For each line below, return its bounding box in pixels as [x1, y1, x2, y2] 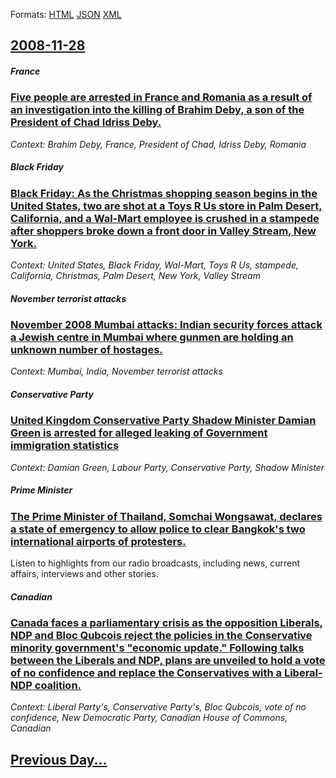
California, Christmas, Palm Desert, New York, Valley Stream [10, 270, 261, 282]
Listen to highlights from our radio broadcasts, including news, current [10, 557, 301, 569]
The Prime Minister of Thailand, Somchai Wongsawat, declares [10, 509, 323, 523]
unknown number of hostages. [10, 343, 163, 357]
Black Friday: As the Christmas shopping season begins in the [10, 186, 318, 200]
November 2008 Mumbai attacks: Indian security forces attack [10, 318, 323, 332]
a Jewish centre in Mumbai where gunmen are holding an [10, 330, 294, 344]
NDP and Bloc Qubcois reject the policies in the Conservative [10, 629, 313, 643]
